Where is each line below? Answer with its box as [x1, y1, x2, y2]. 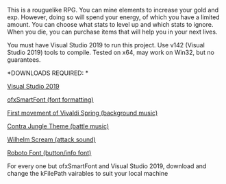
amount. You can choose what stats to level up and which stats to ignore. [7, 21, 214, 28]
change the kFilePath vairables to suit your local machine [7, 170, 168, 177]
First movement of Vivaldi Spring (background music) [7, 109, 158, 117]
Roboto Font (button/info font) [7, 149, 92, 157]
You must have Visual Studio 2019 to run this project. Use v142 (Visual [7, 41, 205, 49]
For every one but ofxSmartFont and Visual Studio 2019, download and [7, 162, 207, 170]
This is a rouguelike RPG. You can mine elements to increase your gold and [7, 6, 219, 14]
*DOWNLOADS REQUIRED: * [7, 69, 89, 77]
